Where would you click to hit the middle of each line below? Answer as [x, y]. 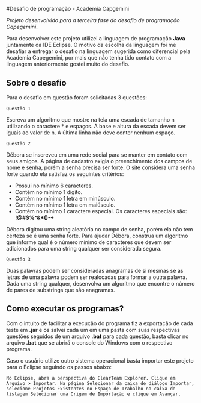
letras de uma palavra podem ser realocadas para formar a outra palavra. [97, 277]
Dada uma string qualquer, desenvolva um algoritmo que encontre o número [100, 283]
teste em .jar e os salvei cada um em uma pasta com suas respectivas [93, 330]
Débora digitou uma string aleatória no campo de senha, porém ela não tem [100, 229]
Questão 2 [19, 143]
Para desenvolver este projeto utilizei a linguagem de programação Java [96, 38]
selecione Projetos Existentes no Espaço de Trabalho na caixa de [91, 389]
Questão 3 [19, 259]
